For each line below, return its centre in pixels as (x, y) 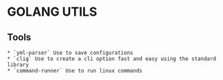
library (18, 65)
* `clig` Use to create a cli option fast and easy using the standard (111, 59)
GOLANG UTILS (52, 12)
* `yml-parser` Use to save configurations (70, 53)
